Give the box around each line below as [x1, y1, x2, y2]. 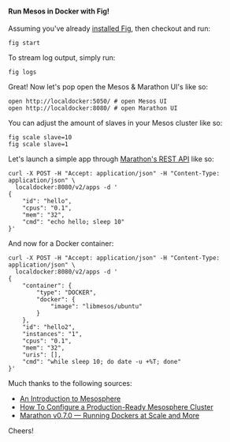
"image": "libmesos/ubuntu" [50, 303, 143, 311]
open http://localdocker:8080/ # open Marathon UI [8, 104, 178, 112]
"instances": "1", [22, 331, 83, 338]
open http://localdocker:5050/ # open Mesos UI [8, 97, 168, 106]
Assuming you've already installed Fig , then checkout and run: [8, 24, 211, 33]
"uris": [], [22, 351, 61, 359]
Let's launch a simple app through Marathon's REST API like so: [8, 154, 214, 164]
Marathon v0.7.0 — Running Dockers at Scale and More [19, 411, 200, 421]
